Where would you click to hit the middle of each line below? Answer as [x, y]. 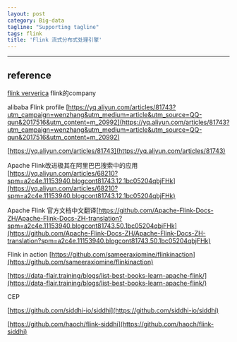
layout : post [26, 14]
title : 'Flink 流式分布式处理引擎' [55, 40]
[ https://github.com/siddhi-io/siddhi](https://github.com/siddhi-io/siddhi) [113, 310]
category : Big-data [36, 20]
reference [29, 75]
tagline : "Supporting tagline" [53, 27]
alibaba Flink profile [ [38, 107]
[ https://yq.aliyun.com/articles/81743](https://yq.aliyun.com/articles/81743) [116, 151]
